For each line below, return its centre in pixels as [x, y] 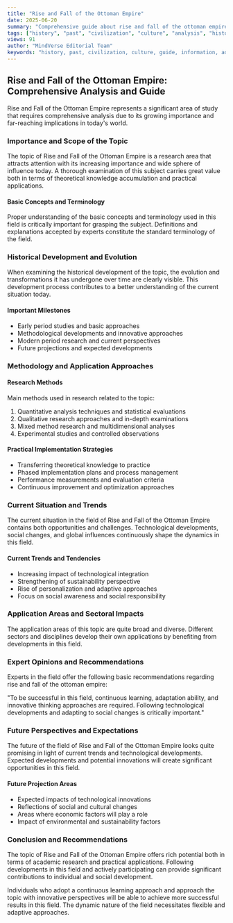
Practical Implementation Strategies [60, 450]
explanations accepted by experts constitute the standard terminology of [111, 232]
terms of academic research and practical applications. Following [101, 862]
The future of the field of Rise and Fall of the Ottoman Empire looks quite [111, 746]
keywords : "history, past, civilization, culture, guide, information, [113, 53]
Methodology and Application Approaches [80, 366]
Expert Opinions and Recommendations [76, 662]
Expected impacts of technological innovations [84, 799]
